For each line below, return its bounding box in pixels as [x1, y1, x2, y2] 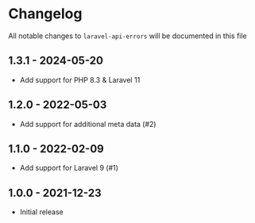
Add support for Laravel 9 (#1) [19, 163, 119, 173]
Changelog [8, 5, 83, 23]
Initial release [19, 207, 64, 217]
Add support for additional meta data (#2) [19, 119, 156, 129]
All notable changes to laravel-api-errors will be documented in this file [8, 31, 248, 40]
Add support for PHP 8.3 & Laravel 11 [19, 75, 141, 84]
